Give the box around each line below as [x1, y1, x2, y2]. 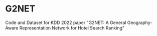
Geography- [127, 19, 152, 25]
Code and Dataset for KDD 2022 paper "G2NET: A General [5, 19, 126, 25]
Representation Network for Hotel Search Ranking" [19, 24, 125, 30]
